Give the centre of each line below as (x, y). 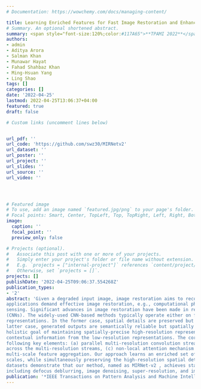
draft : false (22, 111)
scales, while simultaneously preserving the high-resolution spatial (96, 360)
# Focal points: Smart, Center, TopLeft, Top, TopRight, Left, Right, (96, 215)
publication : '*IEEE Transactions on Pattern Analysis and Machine (92, 376)
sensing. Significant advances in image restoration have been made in (97, 310)
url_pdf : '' (21, 138)
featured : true (25, 106)
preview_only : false (37, 237)
